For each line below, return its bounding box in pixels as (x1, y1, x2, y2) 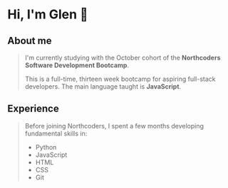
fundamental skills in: (24, 129, 88, 138)
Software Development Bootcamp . (24, 61, 130, 70)
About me (7, 35, 52, 47)
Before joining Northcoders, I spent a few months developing (24, 121, 204, 130)
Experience (7, 103, 59, 115)
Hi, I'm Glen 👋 (7, 6, 88, 23)
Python (35, 143, 57, 151)
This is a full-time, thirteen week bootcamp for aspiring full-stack (24, 74, 216, 83)
